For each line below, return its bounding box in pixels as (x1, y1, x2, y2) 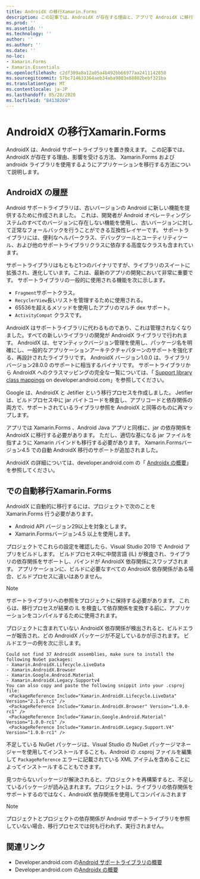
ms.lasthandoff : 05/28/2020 (6, 92, 76, 98)
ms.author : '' (6, 42, 42, 48)
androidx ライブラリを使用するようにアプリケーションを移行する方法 (6, 160, 176, 168)
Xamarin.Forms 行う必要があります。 (6, 510, 96, 518)
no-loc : (6, 53, 26, 59)
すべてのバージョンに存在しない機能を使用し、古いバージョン (26, 219, 177, 227)
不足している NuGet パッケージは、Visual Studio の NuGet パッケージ (6, 741, 176, 748)
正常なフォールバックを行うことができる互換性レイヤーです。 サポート (11, 227, 184, 234)
